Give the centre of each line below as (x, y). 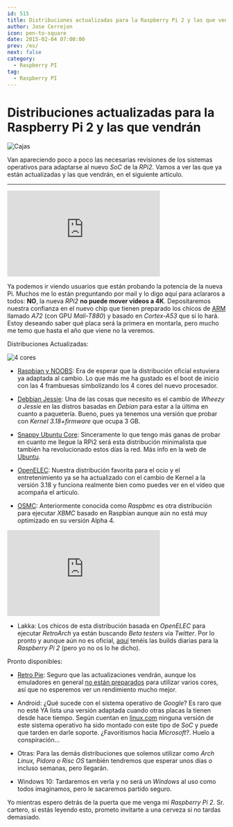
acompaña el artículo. (48, 493)
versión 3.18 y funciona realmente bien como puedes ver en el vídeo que (121, 485)
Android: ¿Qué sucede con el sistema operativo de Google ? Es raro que (119, 703)
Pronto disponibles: (35, 662)
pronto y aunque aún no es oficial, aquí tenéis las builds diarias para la (118, 641)
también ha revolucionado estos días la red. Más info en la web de (112, 450)
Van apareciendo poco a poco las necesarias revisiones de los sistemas (110, 160)
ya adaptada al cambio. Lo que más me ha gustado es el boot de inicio (118, 378)
